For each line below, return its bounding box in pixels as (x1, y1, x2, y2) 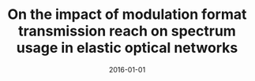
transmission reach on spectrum (17, 22, 237, 40)
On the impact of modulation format (7, 6, 247, 24)
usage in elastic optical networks (16, 39, 238, 57)
